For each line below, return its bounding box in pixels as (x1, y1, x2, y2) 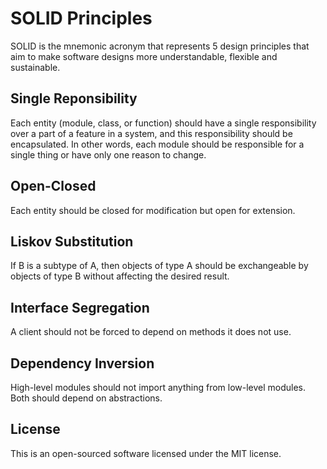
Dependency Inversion (10, 355, 155, 372)
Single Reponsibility (10, 90, 138, 107)
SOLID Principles (10, 7, 153, 30)
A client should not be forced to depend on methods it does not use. (10, 326, 292, 338)
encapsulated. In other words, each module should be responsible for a (10, 138, 305, 150)
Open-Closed (10, 178, 97, 195)
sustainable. (10, 61, 61, 73)
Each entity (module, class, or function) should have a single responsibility (10, 117, 317, 129)
